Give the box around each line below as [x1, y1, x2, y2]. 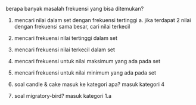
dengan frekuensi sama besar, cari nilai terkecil [14, 23, 130, 30]
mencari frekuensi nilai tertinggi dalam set [14, 35, 117, 41]
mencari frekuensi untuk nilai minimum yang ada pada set [14, 69, 156, 76]
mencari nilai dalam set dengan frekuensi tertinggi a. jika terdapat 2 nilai [14, 17, 191, 23]
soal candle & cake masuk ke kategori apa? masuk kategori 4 [14, 81, 165, 88]
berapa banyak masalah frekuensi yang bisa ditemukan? [5, 5, 144, 12]
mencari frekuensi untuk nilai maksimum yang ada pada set [14, 58, 161, 64]
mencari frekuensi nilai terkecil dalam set [14, 46, 116, 53]
